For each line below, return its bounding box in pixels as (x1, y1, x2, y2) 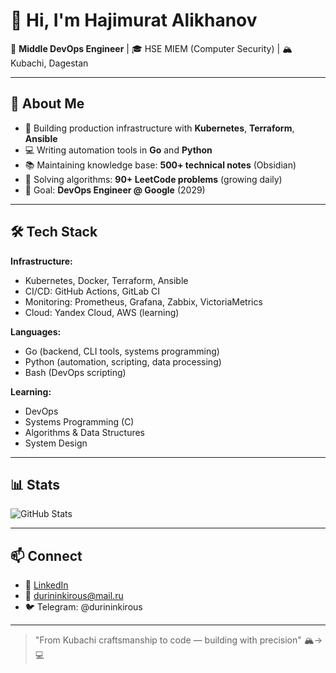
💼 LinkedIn (24, 579, 69, 591)
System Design (24, 437, 88, 449)
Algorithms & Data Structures (24, 426, 145, 438)
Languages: (10, 325, 62, 338)
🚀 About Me (10, 95, 85, 113)
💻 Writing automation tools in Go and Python (24, 144, 213, 156)
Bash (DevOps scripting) (24, 366, 127, 378)
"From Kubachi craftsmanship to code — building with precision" (34, 634, 302, 646)
